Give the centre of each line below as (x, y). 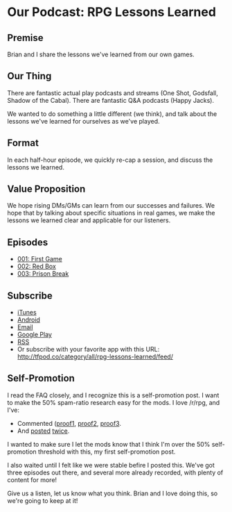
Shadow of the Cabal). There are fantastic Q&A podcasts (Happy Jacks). (111, 100)
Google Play (34, 335)
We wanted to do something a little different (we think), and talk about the (112, 114)
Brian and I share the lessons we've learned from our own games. (101, 54)
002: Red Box (37, 266)
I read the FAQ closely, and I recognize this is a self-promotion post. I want (113, 395)
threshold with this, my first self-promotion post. (107, 452)
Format (23, 143)
